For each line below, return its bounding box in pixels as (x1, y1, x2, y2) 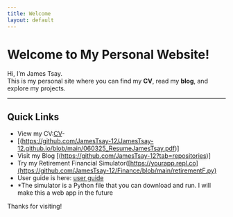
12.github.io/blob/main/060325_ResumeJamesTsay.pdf (17, 144, 175, 153)
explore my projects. (7, 84, 66, 93)
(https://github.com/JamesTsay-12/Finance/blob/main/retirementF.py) (17, 166, 217, 175)
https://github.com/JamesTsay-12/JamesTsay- (21, 137, 154, 145)
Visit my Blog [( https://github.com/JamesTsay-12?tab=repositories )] (17, 152, 212, 160)
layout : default (7, 17, 54, 24)
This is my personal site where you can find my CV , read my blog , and (7, 77, 208, 86)
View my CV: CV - (17, 129, 65, 138)
